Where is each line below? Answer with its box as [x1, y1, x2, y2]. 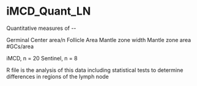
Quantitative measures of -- [6, 24, 76, 32]
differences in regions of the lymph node [6, 73, 109, 80]
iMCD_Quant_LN [6, 4, 91, 18]
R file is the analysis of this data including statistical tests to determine [6, 66, 184, 74]
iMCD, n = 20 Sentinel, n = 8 [6, 54, 78, 62]
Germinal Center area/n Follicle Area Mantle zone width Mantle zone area [6, 36, 191, 43]
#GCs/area [6, 43, 34, 50]
